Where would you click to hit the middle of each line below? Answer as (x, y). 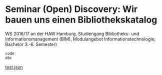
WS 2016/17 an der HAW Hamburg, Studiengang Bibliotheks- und (72, 33)
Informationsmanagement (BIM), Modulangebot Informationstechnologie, (80, 39)
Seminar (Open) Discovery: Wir (71, 9)
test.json (14, 67)
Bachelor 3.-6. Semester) (31, 44)
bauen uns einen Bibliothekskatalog (81, 20)
